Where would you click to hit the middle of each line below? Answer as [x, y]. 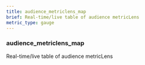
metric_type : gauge [30, 22]
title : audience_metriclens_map [46, 12]
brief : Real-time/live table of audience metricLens [73, 17]
